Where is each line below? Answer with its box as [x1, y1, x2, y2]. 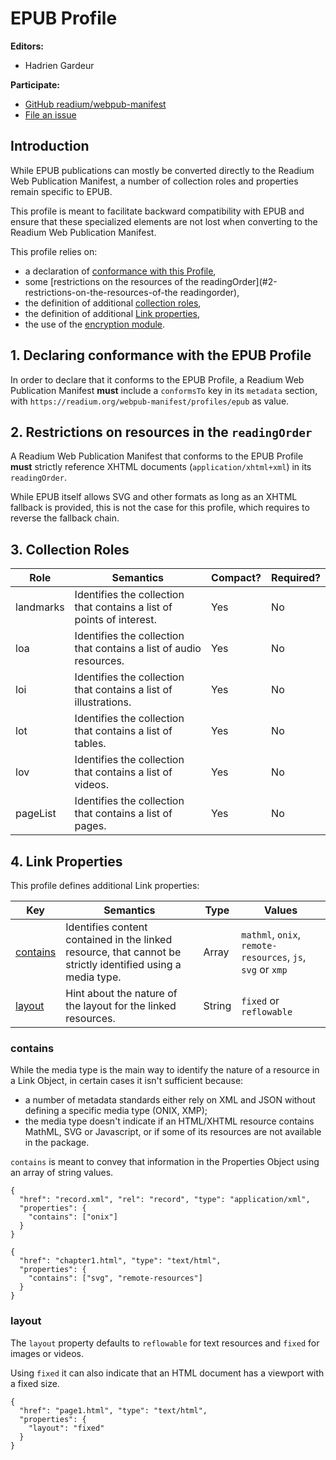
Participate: [10, 78, 61, 91]
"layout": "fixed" [28, 1423, 105, 1433]
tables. [74, 737, 107, 751]
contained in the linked [65, 933, 173, 946]
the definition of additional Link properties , [24, 307, 201, 319]
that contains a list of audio [74, 642, 202, 656]
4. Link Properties [10, 853, 123, 870]
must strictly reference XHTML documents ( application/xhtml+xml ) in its [10, 461, 312, 473]
